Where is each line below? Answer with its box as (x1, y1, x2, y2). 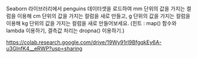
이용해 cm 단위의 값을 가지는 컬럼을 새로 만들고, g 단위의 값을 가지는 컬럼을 (17, 12, 191, 19)
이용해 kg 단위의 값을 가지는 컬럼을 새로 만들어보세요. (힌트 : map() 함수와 (6, 20, 177, 26)
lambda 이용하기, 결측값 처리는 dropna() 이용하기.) (6, 27, 125, 34)
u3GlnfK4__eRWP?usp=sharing (6, 45, 83, 52)
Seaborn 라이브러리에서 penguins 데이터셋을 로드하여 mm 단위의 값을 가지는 (6, 5, 185, 12)
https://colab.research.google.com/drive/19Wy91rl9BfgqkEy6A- (6, 39, 162, 46)
